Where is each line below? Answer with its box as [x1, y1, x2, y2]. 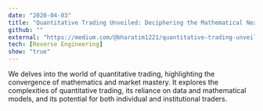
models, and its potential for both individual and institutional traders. [8, 95, 228, 103]
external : [8, 33, 41, 41]
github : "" [8, 26, 44, 34]
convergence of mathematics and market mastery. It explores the [8, 77, 219, 87]
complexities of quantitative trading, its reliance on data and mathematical [8, 86, 247, 95]
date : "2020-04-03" [8, 11, 72, 20]
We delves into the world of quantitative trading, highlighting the [8, 70, 215, 78]
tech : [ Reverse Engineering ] [8, 41, 103, 48]
